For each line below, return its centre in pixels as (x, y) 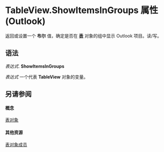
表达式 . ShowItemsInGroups (35, 66)
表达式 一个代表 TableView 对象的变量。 (47, 77)
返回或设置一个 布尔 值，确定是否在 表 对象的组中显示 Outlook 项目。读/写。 (83, 36)
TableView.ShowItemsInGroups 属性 (82, 10)
